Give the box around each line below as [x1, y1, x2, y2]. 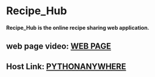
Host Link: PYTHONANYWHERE [6, 61, 126, 72]
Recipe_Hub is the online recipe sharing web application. [6, 24, 150, 31]
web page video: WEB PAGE [6, 41, 112, 52]
